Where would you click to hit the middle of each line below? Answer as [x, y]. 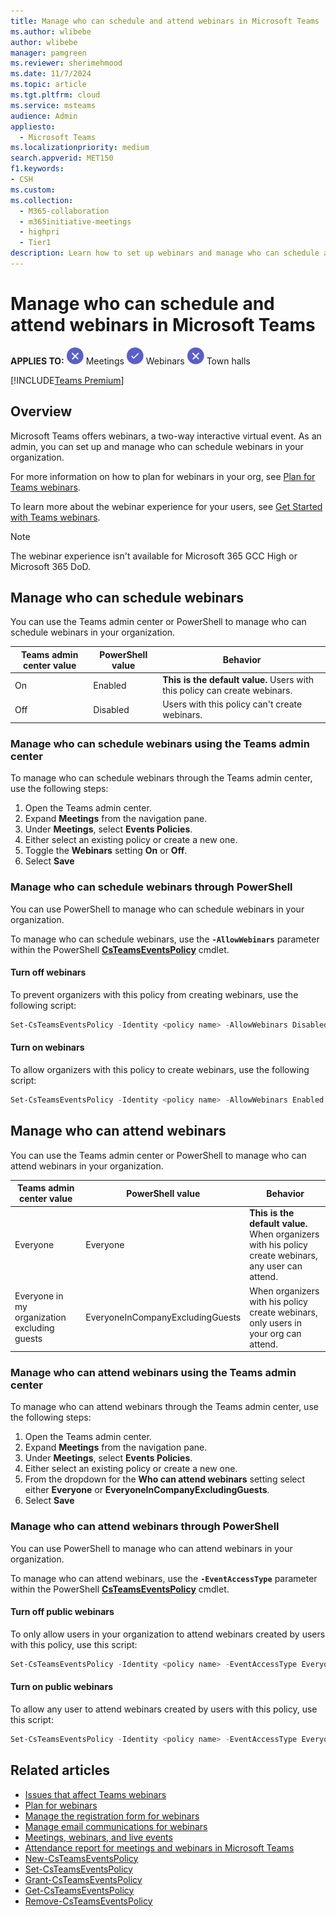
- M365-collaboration [64, 211]
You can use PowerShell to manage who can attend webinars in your [151, 1548]
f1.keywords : [37, 169]
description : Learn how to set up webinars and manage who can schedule [165, 253]
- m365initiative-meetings [75, 221]
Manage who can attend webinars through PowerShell [145, 1527]
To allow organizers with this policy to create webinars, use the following [160, 1069]
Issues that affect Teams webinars [95, 1794]
